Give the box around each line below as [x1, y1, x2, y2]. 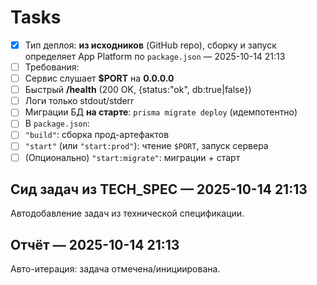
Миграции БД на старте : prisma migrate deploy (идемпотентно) [24, 106, 298, 118]
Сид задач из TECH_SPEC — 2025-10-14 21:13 [10, 181, 308, 198]
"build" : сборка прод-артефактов [24, 129, 170, 141]
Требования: [24, 61, 80, 73]
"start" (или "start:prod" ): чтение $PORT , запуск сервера [24, 140, 269, 152]
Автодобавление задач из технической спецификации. [10, 207, 245, 220]
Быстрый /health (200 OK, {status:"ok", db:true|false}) [24, 84, 252, 96]
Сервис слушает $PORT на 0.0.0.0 [24, 72, 175, 85]
